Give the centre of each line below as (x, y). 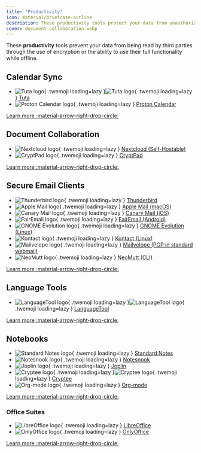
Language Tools (37, 288)
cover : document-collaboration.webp (52, 28)
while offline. (22, 58)
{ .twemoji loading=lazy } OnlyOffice (104, 431)
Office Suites (25, 412)
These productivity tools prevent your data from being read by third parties (99, 45)
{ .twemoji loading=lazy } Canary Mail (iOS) (116, 212)
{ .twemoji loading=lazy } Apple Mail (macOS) (115, 206)
